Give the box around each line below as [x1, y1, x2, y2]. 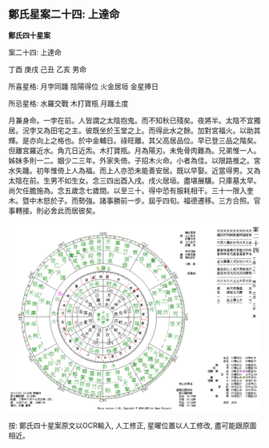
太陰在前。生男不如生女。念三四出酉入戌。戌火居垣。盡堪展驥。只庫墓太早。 [8, 176, 261, 185]
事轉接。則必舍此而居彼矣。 [8, 205, 100, 215]
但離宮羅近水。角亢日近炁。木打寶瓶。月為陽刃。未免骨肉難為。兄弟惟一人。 [8, 145, 261, 155]
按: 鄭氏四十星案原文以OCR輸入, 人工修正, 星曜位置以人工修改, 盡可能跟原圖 [8, 420, 257, 430]
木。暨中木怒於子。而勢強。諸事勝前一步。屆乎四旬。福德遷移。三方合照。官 [8, 196, 261, 205]
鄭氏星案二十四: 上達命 [8, 7, 120, 22]
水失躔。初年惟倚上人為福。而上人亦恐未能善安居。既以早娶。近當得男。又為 [8, 165, 261, 175]
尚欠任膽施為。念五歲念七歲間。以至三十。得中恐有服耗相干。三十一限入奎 [8, 185, 254, 195]
